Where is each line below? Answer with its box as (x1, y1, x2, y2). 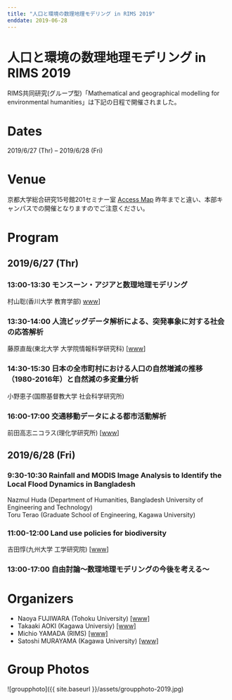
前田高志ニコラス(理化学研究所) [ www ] (7, 428, 120, 437)
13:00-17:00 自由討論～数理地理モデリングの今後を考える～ (7, 564, 210, 574)
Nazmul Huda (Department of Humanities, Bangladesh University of (7, 495, 204, 504)
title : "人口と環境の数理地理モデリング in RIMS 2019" (7, 10, 155, 18)
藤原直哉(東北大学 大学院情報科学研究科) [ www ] (7, 344, 146, 353)
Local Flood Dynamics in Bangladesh (7, 479, 136, 489)
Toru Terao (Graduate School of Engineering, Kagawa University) (7, 510, 195, 519)
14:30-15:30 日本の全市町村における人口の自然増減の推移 (7, 364, 203, 374)
